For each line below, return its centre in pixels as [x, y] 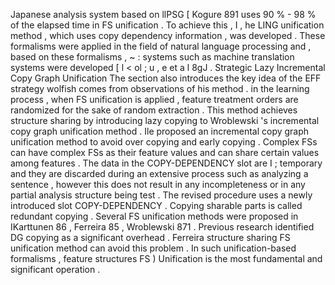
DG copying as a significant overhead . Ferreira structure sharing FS [150, 237]
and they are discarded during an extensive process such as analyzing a [159, 173]
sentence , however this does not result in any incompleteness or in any [158, 184]
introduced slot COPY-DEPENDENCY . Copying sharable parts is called [156, 205]
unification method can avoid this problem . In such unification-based [153, 248]
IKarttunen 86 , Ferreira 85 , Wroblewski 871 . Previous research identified [162, 227]
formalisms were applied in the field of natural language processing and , [161, 46]
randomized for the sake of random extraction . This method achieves [154, 110]
